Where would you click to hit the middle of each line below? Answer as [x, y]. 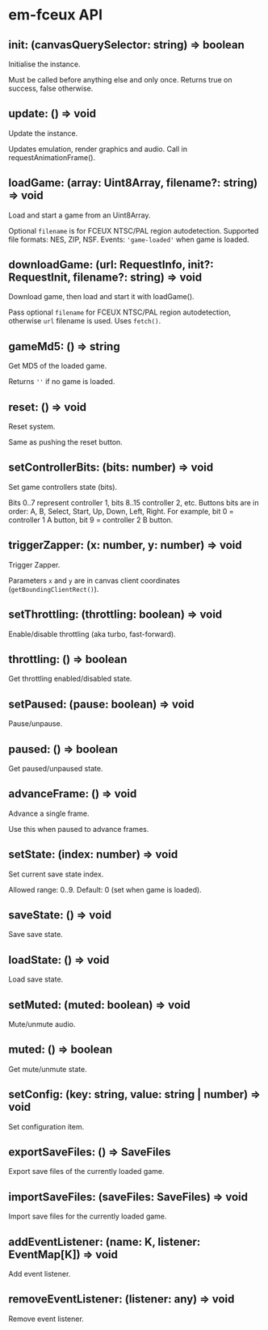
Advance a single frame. [49, 813]
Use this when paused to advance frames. [79, 829]
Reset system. [32, 427]
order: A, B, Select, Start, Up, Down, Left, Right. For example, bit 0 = [121, 511]
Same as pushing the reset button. [65, 442]
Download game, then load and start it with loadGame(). [102, 297]
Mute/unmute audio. [42, 1024]
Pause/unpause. [36, 724]
